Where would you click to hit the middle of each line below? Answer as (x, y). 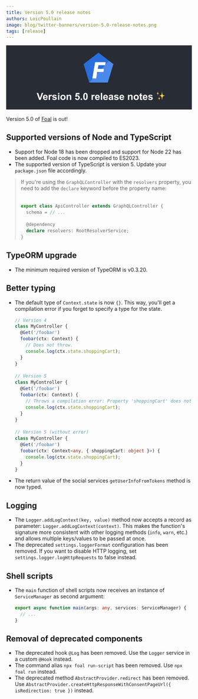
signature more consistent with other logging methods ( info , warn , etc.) (101, 532)
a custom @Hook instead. (44, 659)
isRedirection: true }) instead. (54, 691)
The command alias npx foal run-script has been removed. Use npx (98, 665)
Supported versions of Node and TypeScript (89, 138)
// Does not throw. (49, 345)
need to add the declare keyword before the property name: (93, 188)
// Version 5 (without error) (52, 432)
